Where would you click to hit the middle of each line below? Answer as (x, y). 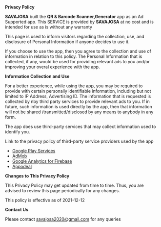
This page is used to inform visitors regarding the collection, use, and (75, 37)
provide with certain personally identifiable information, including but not (78, 91)
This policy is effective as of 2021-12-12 (45, 200)
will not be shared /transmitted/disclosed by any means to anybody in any (79, 112)
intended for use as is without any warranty (49, 27)
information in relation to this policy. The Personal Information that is (74, 56)
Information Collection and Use (37, 76)
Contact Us (17, 210)
